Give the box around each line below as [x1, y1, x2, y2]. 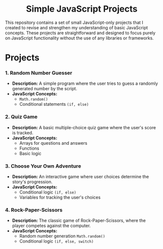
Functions [19, 145, 39, 151]
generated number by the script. [12, 86, 77, 92]
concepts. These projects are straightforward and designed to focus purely [5, 30, 156, 36]
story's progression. [12, 179, 53, 185]
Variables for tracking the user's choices [19, 194, 101, 200]
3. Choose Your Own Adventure [5, 162, 81, 169]
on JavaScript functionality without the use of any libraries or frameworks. [5, 35, 154, 41]
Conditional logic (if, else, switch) [19, 238, 94, 244]
